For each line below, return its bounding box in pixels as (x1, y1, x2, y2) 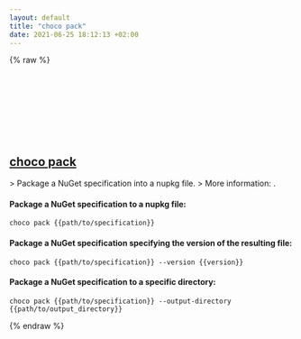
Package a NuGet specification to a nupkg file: (9, 198, 187, 209)
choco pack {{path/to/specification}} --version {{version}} (9, 258, 244, 267)
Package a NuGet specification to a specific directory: (9, 277, 216, 288)
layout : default (9, 13, 70, 23)
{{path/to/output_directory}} (9, 304, 123, 314)
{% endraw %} (9, 320, 65, 331)
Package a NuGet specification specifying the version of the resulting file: (9, 237, 293, 248)
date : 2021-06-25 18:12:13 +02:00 (9, 30, 140, 39)
